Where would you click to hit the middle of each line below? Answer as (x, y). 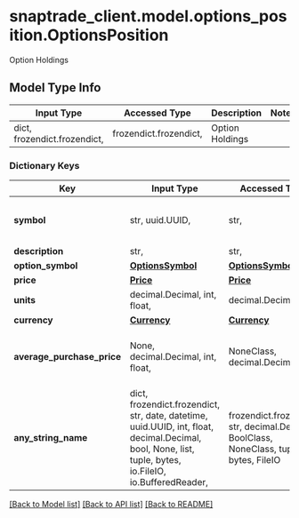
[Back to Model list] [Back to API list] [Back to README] (111, 505)
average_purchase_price (68, 357)
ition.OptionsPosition (89, 35)
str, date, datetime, (169, 416)
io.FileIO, (148, 471)
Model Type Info (55, 88)
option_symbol (46, 266)
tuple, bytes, (155, 460)
